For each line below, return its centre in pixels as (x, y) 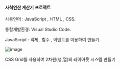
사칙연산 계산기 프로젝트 (28, 7)
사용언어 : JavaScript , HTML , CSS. (40, 19)
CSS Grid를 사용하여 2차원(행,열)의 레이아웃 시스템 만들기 (60, 59)
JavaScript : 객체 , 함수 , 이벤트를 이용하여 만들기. (53, 40)
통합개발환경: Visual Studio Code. (38, 30)
